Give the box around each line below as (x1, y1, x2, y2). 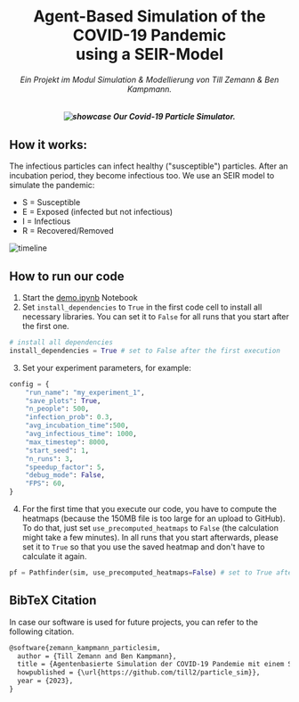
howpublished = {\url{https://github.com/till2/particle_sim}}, (17, 668, 261, 677)
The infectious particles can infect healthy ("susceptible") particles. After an (9, 161, 288, 171)
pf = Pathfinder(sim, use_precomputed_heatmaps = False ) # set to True (9, 568, 273, 577)
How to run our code (9, 268, 125, 284)
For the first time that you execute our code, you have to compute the (21, 504, 278, 515)
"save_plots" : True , (25, 396, 101, 405)
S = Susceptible (21, 197, 81, 208)
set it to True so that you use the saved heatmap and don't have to (21, 541, 265, 552)
